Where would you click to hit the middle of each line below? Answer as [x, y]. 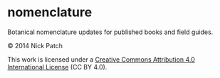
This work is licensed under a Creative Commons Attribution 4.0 [101, 59]
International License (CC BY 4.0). [57, 67]
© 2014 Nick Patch [35, 45]
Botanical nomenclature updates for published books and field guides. [110, 32]
